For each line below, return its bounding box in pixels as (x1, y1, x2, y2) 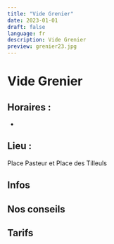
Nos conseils (7, 203, 65, 215)
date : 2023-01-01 (7, 17, 58, 24)
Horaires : (7, 101, 51, 113)
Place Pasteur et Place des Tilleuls (7, 159, 108, 167)
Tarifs (7, 226, 34, 239)
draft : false (7, 23, 46, 30)
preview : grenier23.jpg (7, 43, 77, 50)
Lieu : (7, 140, 32, 152)
